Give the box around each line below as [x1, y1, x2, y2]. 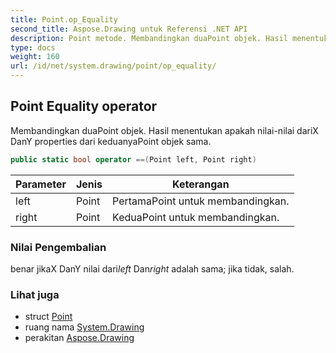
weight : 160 [10, 52, 60, 62]
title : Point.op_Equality [10, 14, 118, 25]
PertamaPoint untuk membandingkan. [112, 194, 290, 208]
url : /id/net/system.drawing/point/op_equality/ [10, 61, 217, 71]
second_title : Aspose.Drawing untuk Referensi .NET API [10, 24, 248, 34]
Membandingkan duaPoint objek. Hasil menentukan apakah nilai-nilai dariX [10, 124, 319, 136]
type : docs [10, 42, 56, 53]
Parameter [15, 177, 67, 191]
